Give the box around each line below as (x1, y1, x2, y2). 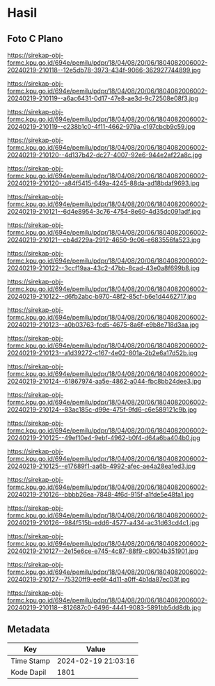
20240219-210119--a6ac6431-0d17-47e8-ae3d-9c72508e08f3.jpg (7, 94, 198, 102)
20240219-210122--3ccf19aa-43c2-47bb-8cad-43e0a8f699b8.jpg (7, 264, 200, 272)
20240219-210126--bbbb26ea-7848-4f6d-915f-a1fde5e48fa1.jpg (7, 490, 194, 499)
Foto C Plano (7, 33, 63, 45)
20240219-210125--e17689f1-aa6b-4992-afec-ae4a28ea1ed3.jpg (7, 462, 196, 470)
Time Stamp (10, 656, 51, 666)
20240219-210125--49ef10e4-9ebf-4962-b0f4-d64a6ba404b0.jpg (7, 434, 200, 442)
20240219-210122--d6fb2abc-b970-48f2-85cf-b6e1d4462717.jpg (7, 293, 197, 300)
